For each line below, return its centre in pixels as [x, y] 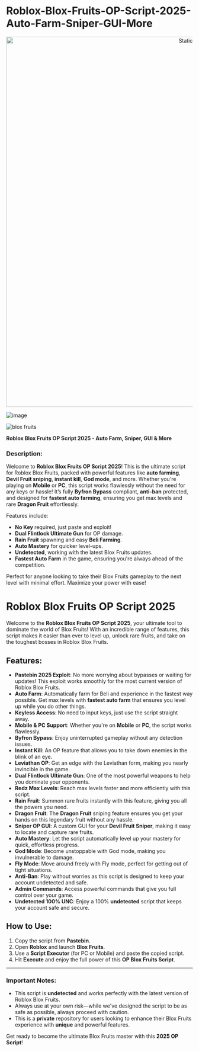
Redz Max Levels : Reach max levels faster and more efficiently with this [102, 788]
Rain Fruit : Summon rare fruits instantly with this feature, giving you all [101, 800]
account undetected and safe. [51, 882]
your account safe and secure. [52, 907]
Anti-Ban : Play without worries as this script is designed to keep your [99, 876]
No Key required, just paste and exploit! [63, 527]
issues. [23, 744]
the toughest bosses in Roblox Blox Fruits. [57, 642]
